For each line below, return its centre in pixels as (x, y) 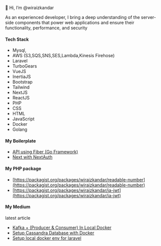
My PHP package (23, 168)
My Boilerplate (21, 141)
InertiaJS (22, 77)
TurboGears (25, 66)
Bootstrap (22, 82)
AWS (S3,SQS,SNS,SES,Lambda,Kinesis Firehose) (64, 56)
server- (149, 17)
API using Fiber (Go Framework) (45, 152)
